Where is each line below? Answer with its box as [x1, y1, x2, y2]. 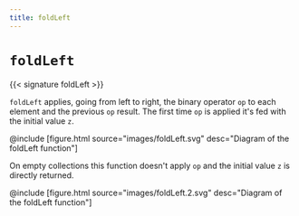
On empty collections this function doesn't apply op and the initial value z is [9, 160, 290, 171]
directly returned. [9, 169, 74, 181]
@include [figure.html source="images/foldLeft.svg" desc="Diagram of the [9, 133, 290, 144]
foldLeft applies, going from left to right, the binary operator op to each [9, 96, 276, 107]
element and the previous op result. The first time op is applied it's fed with [9, 106, 287, 117]
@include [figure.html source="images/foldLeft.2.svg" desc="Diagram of [9, 187, 283, 198]
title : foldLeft [9, 13, 71, 23]
